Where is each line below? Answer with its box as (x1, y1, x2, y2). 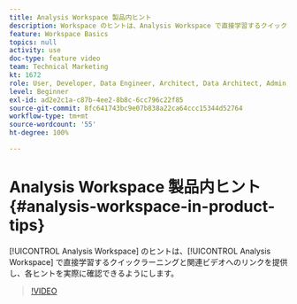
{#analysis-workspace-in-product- (9, 197, 276, 217)
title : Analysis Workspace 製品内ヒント (9, 12, 152, 22)
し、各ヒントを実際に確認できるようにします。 (9, 268, 179, 278)
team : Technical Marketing (9, 63, 109, 72)
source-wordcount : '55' (9, 121, 97, 129)
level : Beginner (9, 87, 69, 96)
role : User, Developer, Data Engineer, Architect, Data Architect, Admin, (9, 79, 291, 88)
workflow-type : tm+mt (9, 112, 89, 121)
